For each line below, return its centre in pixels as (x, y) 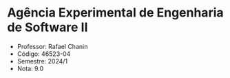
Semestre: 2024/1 (42, 61)
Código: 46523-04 (44, 54)
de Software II (48, 27)
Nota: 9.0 (30, 68)
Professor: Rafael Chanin (52, 46)
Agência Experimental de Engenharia (115, 13)
